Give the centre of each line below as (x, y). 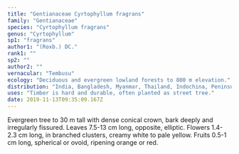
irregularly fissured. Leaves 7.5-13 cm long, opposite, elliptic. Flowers (109, 127)
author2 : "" (25, 67)
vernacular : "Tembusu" (41, 73)
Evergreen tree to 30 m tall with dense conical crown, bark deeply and (110, 120)
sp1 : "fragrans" (31, 40)
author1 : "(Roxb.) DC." (43, 47)
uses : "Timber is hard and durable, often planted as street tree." (111, 93)
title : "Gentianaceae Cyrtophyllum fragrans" (76, 14)
